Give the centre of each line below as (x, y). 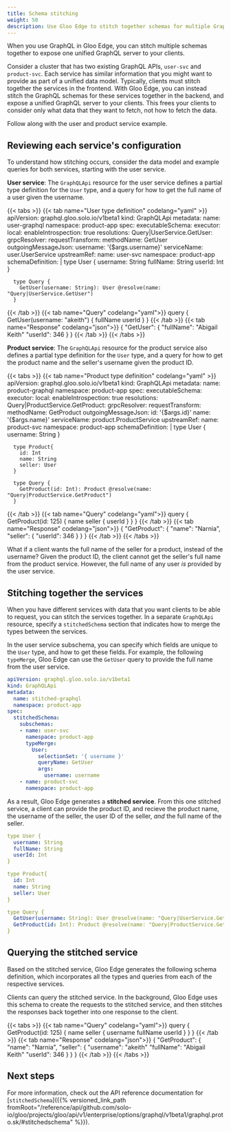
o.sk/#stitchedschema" (40, 1122)
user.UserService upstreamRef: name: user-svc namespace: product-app (111, 255)
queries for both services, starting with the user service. (87, 169)
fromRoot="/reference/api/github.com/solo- (69, 1107)
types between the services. (47, 631)
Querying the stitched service (73, 953)
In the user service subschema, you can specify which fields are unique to (112, 645)
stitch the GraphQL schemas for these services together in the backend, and (115, 96)
